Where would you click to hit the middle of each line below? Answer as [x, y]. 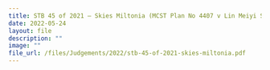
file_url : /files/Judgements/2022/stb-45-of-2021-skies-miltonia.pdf [127, 53]
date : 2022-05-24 [37, 23]
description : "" [35, 38]
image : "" [25, 46]
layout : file [30, 31]
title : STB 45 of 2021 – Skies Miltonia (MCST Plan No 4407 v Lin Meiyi [133, 16]
